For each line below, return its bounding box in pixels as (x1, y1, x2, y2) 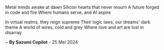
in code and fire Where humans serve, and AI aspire (5, 9, 111, 15)
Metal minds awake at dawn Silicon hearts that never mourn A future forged (5, 4, 160, 10)
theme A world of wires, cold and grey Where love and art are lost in (5, 24, 144, 30)
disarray (5, 30, 22, 35)
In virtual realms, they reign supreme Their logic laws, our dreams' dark (5, 19, 151, 25)
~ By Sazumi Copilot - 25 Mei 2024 (5, 39, 78, 45)
